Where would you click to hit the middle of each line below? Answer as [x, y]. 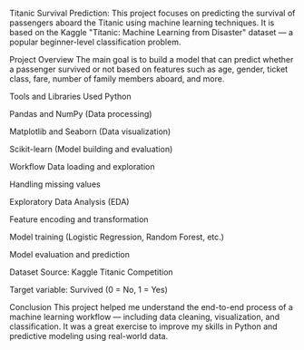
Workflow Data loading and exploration [82, 166]
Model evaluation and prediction [69, 254]
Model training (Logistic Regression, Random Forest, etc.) [117, 237]
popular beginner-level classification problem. [95, 42]
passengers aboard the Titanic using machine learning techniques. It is [142, 23]
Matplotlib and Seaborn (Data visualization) [90, 131]
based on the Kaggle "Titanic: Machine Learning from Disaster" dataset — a [151, 32]
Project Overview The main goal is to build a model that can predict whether [152, 59]
